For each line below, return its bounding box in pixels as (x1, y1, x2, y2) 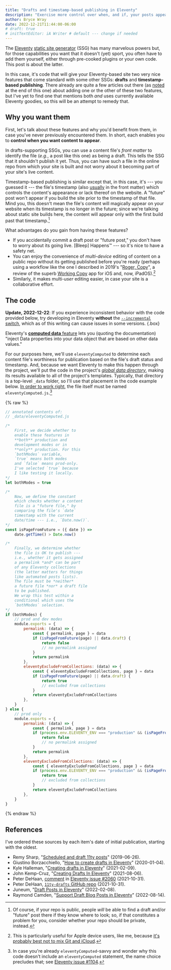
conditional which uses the (14, 598, 74, 603)
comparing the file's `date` (14, 508, 76, 513)
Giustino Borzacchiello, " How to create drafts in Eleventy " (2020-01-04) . (12, 860, 165, 866)
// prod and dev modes (14, 617, 63, 622)
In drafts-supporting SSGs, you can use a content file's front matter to (5, 147, 152, 153)
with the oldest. (5, 844, 38, 850)
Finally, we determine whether (14, 546, 81, 551)
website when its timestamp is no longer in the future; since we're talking (5, 206, 159, 212)
